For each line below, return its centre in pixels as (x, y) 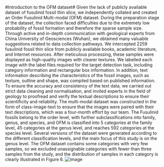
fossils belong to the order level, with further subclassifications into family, (81, 117)
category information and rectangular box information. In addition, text (76, 70)
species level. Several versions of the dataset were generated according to (81, 133)
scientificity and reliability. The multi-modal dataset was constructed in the (81, 102)
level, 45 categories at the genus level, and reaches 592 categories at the (80, 128)
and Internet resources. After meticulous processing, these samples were (80, 54)
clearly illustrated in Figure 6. (34, 159)
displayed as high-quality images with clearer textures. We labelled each (79, 60)
